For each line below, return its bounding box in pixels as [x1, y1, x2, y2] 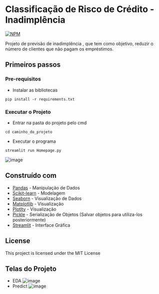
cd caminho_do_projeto [5, 129, 52, 134]
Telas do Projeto [5, 264, 56, 273]
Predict [12, 283, 27, 289]
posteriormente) [12, 217, 46, 223]
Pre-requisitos [5, 75, 41, 82]
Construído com [5, 171, 56, 180]
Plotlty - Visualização [12, 206, 56, 212]
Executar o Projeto [5, 108, 51, 115]
